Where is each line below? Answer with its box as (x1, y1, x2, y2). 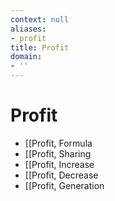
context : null (10, 14, 70, 25)
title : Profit (10, 42, 70, 53)
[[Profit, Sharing (24, 147, 92, 160)
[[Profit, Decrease (24, 169, 99, 181)
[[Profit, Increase (24, 158, 95, 170)
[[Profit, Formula (24, 137, 93, 149)
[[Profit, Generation (24, 179, 105, 191)
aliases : (10, 24, 47, 34)
